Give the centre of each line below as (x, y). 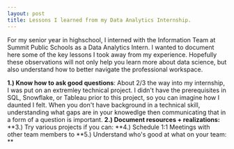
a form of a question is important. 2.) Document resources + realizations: (114, 119)
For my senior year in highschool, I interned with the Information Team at (111, 40)
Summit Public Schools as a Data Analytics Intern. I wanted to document (111, 47)
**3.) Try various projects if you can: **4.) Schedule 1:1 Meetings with (109, 127)
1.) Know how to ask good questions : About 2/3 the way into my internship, (116, 82)
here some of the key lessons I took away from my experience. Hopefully (112, 54)
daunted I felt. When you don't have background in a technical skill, (104, 105)
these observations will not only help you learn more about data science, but (117, 62)
